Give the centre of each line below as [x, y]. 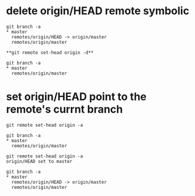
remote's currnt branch [64, 109]
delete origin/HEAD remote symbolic [98, 11]
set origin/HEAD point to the [76, 97]
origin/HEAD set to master [39, 161]
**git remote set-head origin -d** [50, 52]
